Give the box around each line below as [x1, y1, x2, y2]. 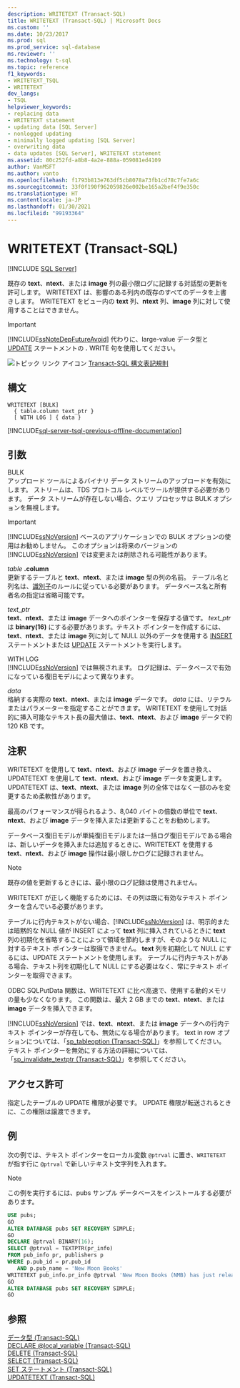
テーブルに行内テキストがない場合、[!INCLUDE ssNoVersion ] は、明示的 [7, 918, 218, 926]
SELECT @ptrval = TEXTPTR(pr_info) [7, 1245, 114, 1252]
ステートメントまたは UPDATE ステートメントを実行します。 [7, 640, 186, 649]
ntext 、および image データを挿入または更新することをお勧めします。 [7, 816, 214, 825]
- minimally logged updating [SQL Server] [7, 137, 136, 144]
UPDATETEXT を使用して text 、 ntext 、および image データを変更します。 [7, 774, 226, 783]
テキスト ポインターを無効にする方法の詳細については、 [7, 1046, 171, 1055]
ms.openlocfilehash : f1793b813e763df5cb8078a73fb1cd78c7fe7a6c [7, 177, 200, 184]
